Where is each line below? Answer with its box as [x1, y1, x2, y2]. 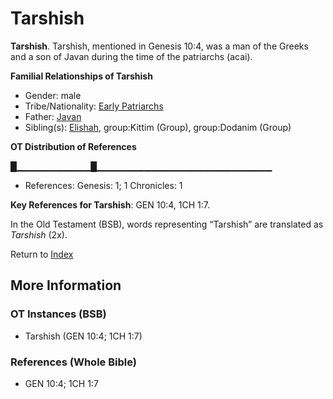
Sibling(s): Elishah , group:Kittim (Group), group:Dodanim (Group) [24, 121, 292, 133]
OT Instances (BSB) [10, 307, 107, 321]
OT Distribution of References [10, 140, 137, 152]
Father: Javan [24, 110, 82, 122]
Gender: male [24, 89, 82, 101]
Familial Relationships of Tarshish [10, 70, 153, 82]
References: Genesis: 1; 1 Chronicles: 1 [24, 179, 183, 191]
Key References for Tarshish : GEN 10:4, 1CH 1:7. [10, 198, 211, 211]
